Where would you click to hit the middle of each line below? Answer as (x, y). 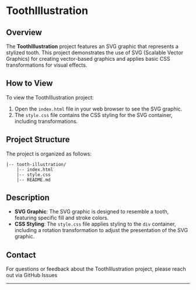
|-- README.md (34, 179)
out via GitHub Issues (32, 275)
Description (28, 198)
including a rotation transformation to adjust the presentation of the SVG (101, 230)
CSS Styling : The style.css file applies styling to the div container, (95, 224)
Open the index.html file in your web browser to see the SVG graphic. (98, 109)
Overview (24, 32)
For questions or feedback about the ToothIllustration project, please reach (96, 269)
